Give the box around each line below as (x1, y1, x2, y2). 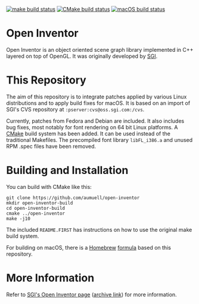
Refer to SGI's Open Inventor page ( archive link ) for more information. (6, 291, 177, 298)
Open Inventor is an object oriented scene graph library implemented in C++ (6, 46, 194, 53)
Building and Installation (6, 164, 129, 177)
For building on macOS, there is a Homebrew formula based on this (6, 244, 172, 251)
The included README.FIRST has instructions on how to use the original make (6, 226, 192, 233)
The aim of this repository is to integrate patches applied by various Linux (6, 93, 187, 100)
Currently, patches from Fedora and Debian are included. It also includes (6, 117, 185, 125)
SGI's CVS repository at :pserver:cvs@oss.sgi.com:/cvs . (6, 106, 145, 113)
